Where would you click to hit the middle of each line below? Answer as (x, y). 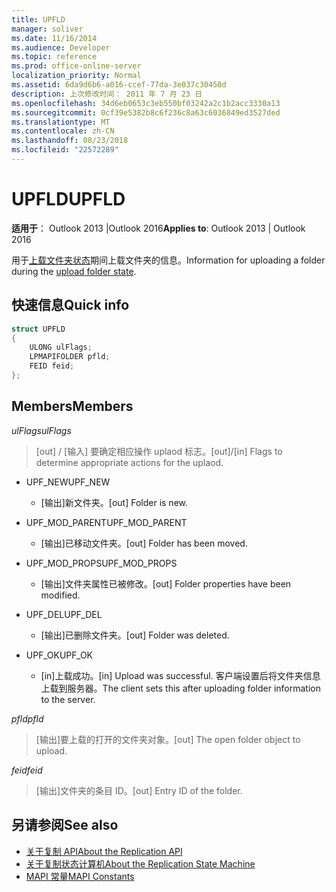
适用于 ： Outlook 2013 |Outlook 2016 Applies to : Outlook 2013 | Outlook (158, 228)
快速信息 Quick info (70, 305)
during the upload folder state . (74, 271)
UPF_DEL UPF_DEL (64, 614)
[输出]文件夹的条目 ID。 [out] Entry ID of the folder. (139, 790)
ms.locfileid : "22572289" (65, 150)
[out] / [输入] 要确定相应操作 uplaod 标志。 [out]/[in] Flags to (159, 451)
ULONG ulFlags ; (61, 347)
